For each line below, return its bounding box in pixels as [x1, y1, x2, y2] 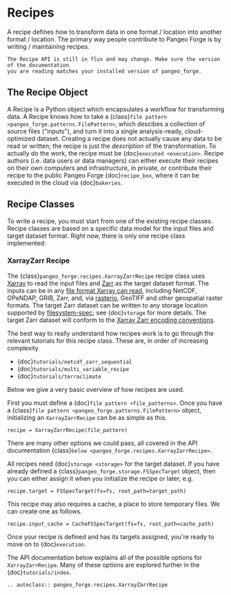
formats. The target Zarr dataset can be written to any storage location [7, 301, 208, 309]
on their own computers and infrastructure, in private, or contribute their [7, 164, 212, 172]
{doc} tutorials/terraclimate [17, 372, 101, 380]
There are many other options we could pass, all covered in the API [7, 439, 198, 447]
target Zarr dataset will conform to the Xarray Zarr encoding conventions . [7, 316, 216, 324]
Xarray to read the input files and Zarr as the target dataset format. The [7, 278, 209, 287]
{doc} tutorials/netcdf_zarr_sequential [17, 357, 132, 366]
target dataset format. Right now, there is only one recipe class [7, 232, 185, 240]
